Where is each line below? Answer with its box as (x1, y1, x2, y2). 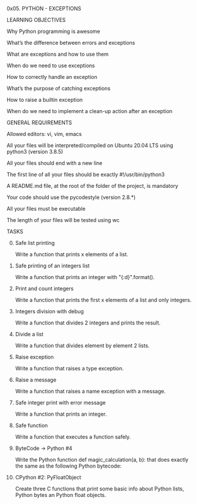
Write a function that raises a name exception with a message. (15, 388, 166, 394)
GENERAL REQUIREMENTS (6, 119, 72, 126)
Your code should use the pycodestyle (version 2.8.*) (6, 194, 136, 201)
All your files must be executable (6, 205, 86, 212)
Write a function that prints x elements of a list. (15, 251, 128, 258)
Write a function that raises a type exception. (15, 365, 124, 372)
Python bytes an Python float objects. (15, 492, 106, 498)
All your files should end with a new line (6, 160, 103, 167)
